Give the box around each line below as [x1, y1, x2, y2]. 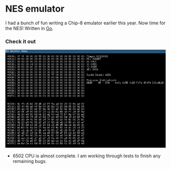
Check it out [5, 38, 36, 45]
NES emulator [5, 3, 65, 15]
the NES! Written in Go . [5, 25, 53, 31]
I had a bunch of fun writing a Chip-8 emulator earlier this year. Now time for [5, 20, 166, 26]
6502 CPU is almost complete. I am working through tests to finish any [12, 153, 161, 159]
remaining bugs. [12, 158, 47, 164]
